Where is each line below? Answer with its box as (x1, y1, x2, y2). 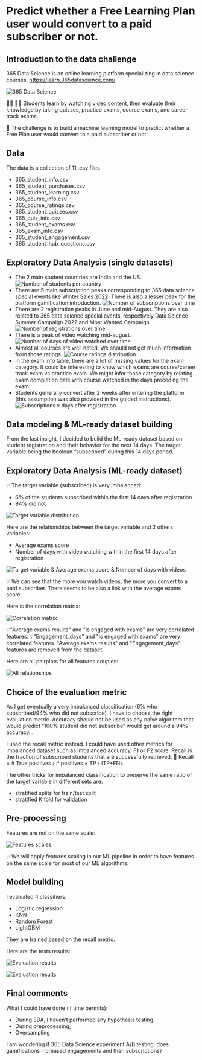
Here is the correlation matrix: (6, 602, 80, 610)
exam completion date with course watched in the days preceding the (14, 376, 189, 383)
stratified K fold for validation (14, 796, 87, 803)
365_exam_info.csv (14, 227, 63, 234)
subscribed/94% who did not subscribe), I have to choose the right (6, 709, 173, 717)
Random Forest (14, 918, 53, 925)
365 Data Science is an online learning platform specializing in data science (6, 70, 194, 77)
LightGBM (14, 924, 40, 931)
